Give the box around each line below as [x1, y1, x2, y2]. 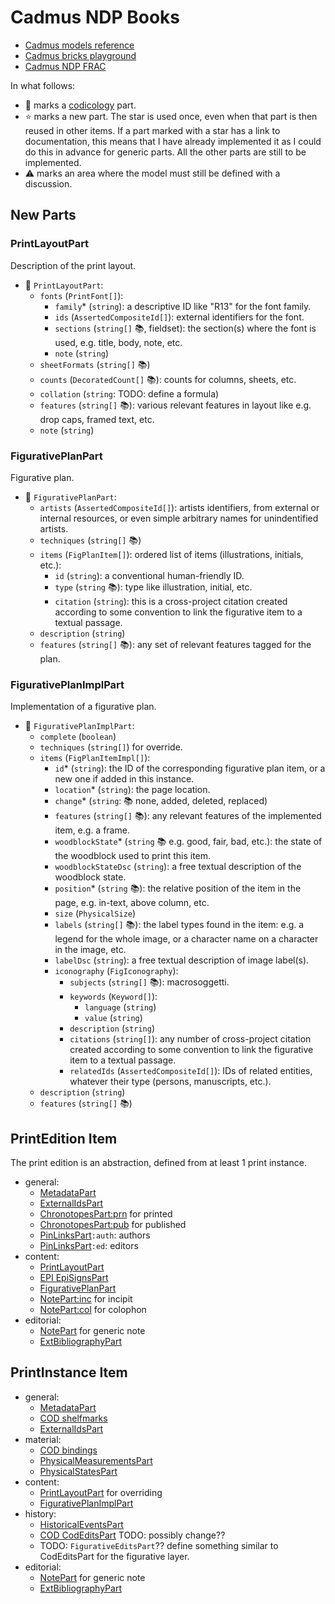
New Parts [10, 207, 77, 224]
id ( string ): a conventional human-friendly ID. [54, 569, 245, 581]
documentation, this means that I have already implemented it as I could [24, 135, 322, 147]
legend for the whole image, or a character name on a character [54, 933, 319, 945]
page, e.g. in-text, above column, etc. [54, 897, 210, 909]
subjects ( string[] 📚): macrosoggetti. [69, 976, 230, 988]
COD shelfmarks [39, 1412, 108, 1424]
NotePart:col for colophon [39, 1304, 147, 1316]
